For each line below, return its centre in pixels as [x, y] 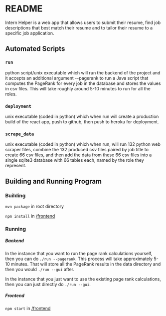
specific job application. [30, 33]
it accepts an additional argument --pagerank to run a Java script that [77, 78]
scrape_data [20, 134]
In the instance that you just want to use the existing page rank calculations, [83, 279]
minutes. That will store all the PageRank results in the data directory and [86, 264]
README [24, 9]
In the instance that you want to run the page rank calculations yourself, [79, 253]
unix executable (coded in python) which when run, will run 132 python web [83, 144]
